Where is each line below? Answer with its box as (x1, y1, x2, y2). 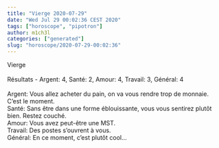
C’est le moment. (7, 97, 55, 105)
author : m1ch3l (7, 29, 51, 36)
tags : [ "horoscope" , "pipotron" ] (7, 23, 103, 29)
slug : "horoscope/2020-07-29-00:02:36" (7, 42, 122, 49)
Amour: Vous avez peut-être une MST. (7, 119, 116, 127)
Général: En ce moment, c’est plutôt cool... (7, 134, 127, 141)
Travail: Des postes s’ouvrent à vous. (7, 126, 111, 134)
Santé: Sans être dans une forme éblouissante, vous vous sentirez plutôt (7, 104, 212, 112)
